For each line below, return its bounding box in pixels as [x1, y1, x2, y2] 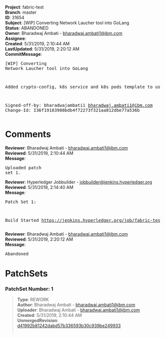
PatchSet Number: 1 [5, 285, 54, 292]
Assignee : [5, 35, 27, 41]
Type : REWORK [17, 297, 49, 303]
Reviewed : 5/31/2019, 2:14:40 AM [5, 184, 74, 190]
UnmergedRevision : [17, 317, 59, 324]
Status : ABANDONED [5, 25, 49, 31]
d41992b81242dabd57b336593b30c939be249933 [17, 323, 121, 329]
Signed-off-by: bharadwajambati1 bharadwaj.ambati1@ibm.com [5, 103, 153, 108]
